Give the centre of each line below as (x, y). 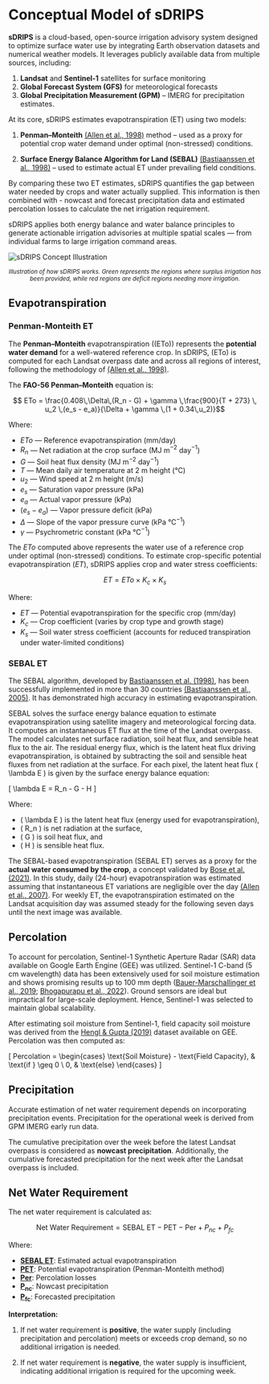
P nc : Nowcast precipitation (64, 1287)
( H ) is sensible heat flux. (62, 845)
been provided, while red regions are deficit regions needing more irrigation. (135, 279)
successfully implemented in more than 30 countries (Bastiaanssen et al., (130, 689)
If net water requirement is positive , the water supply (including (125, 1329)
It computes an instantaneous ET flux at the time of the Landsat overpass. (130, 730)
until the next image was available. (65, 912)
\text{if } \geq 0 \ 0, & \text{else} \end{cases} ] (85, 1064)
